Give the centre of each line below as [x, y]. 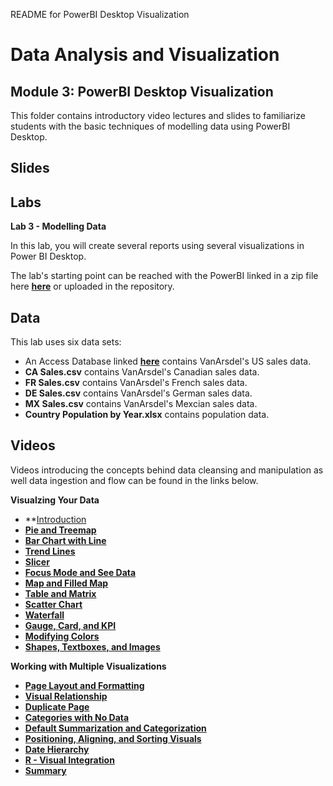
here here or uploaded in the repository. [92, 286]
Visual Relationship [66, 696]
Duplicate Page [57, 706]
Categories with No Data [77, 717]
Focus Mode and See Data [80, 572]
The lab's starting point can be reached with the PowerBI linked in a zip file [164, 276]
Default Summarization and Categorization [115, 728]
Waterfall [44, 615]
